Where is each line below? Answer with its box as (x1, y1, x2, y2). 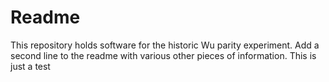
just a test (10, 60, 51, 72)
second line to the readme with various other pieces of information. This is (10, 49, 317, 61)
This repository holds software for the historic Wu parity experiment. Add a (10, 39, 320, 51)
